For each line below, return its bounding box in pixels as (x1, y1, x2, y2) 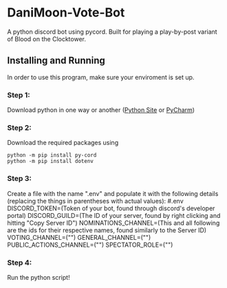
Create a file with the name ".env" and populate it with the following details (7, 189, 219, 197)
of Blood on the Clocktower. (7, 34, 86, 43)
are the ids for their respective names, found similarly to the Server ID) (7, 225, 207, 234)
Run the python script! (7, 273, 70, 281)
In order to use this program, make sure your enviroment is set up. (7, 73, 195, 81)
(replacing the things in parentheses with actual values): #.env (7, 197, 184, 205)
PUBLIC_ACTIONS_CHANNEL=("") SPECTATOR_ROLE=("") (7, 241, 173, 249)
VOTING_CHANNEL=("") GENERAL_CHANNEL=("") (7, 233, 151, 241)
